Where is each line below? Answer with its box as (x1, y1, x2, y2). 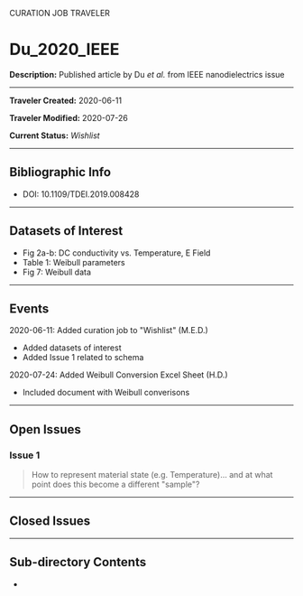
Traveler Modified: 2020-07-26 (9, 112, 128, 123)
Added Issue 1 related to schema (22, 352, 144, 363)
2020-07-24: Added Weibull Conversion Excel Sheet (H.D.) (9, 369, 228, 380)
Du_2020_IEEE (9, 40, 120, 60)
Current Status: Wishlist (9, 130, 101, 141)
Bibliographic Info (9, 164, 111, 180)
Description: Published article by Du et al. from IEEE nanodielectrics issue (9, 69, 285, 79)
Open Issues (9, 422, 81, 437)
